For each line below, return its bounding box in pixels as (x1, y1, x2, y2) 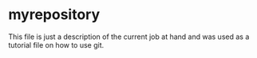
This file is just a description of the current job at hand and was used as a (8, 32, 250, 41)
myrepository (8, 6, 101, 24)
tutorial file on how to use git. (8, 40, 105, 49)
